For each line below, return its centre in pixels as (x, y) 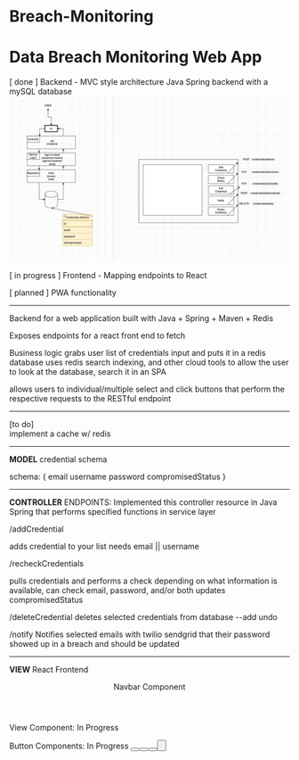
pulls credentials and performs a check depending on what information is (143, 581)
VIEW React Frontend (49, 670)
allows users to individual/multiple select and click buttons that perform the (147, 389)
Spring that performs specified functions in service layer (113, 512)
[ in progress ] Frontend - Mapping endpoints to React (108, 276)
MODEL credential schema (58, 459)
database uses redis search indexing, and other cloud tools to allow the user (149, 362)
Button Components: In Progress (69, 746)
